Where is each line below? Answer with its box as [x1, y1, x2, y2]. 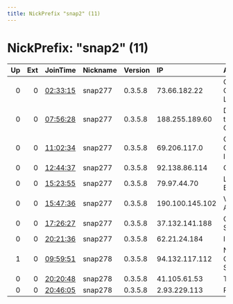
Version [123, 65, 150, 75]
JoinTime [44, 65, 76, 75]
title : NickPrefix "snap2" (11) [7, 10, 101, 17]
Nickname [83, 65, 117, 75]
